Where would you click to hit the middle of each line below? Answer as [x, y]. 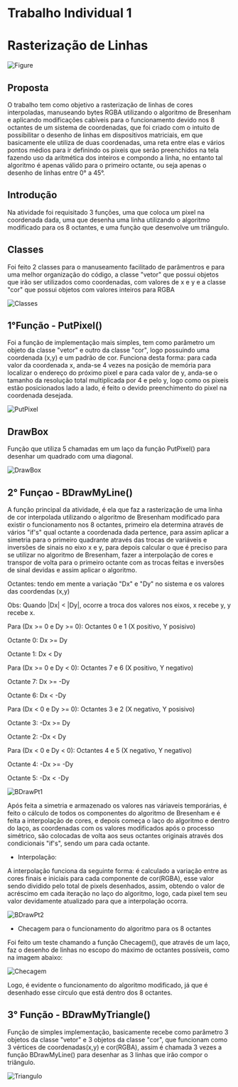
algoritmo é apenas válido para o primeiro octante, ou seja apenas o [107, 165]
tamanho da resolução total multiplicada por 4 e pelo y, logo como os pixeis [118, 380]
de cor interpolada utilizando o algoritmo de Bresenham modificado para [114, 517]
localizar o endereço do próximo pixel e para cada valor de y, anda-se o [113, 373]
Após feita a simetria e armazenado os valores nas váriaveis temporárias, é [117, 805]
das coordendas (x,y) [39, 591]
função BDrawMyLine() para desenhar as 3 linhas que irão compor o [108, 1054]
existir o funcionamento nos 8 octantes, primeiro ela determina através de [115, 525]
